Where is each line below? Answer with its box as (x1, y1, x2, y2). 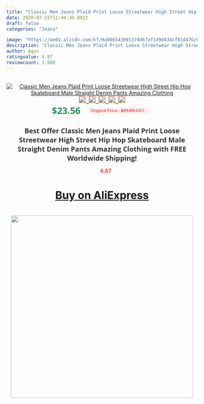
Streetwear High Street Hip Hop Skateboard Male (19, 134, 185, 145)
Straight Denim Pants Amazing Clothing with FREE (17, 144, 187, 154)
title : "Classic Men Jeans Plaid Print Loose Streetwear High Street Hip (6, 9, 197, 15)
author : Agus (6, 48, 39, 55)
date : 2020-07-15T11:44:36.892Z (6, 15, 88, 21)
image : (6, 37, 23, 43)
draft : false (6, 20, 39, 26)
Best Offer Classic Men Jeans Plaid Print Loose (24, 125, 180, 136)
